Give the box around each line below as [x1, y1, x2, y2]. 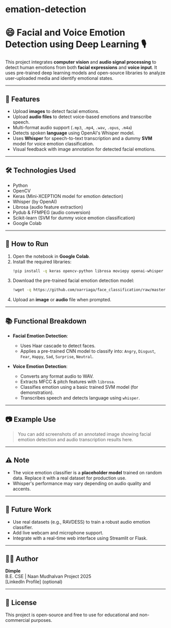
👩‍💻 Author [5, 554, 39, 563]
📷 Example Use [5, 415, 56, 423]
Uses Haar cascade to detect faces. [20, 342, 96, 349]
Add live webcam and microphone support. [12, 529, 103, 535]
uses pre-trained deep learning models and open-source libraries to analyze [5, 70, 165, 76]
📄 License [5, 598, 37, 607]
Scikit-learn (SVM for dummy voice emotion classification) [12, 215, 135, 221]
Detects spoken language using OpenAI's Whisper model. [12, 130, 135, 136]
